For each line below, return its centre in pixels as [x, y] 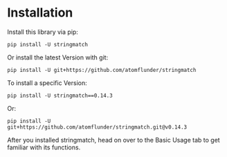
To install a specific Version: [47, 83]
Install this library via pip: [43, 32]
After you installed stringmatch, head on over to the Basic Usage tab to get [113, 140]
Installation [40, 13]
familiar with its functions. [44, 147]
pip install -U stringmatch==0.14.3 [60, 95]
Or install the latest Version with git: [58, 57]
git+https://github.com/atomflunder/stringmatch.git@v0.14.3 [97, 127]
